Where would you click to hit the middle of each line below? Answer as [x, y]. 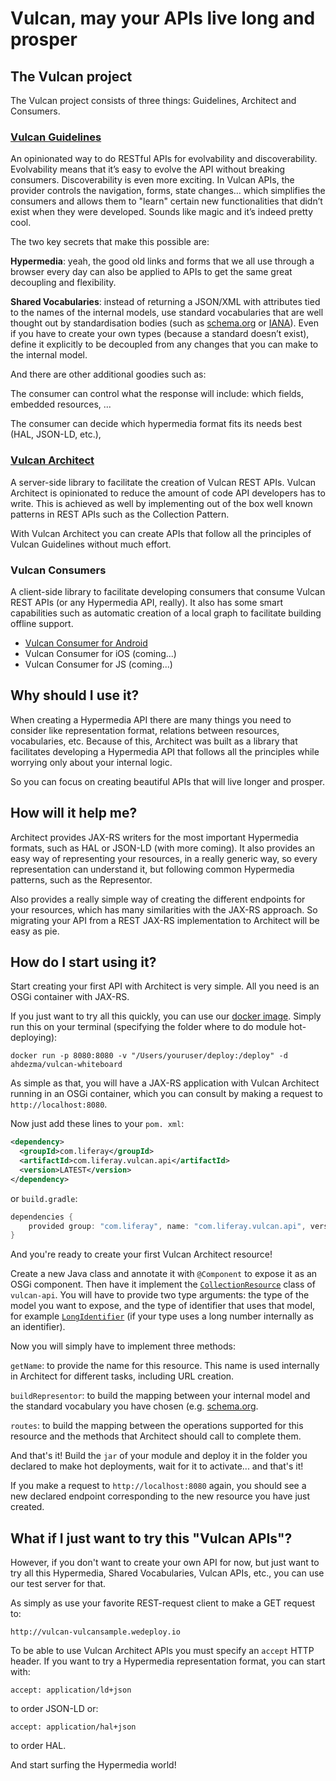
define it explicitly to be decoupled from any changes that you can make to [164, 344]
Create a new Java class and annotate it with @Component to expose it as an [164, 1274]
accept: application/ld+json [71, 1690]
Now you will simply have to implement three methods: [123, 1346]
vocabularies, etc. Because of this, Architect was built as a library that [154, 741]
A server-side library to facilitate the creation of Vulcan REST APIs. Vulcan [163, 482]
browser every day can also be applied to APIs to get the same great [151, 272]
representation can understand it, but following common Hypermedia [152, 869]
